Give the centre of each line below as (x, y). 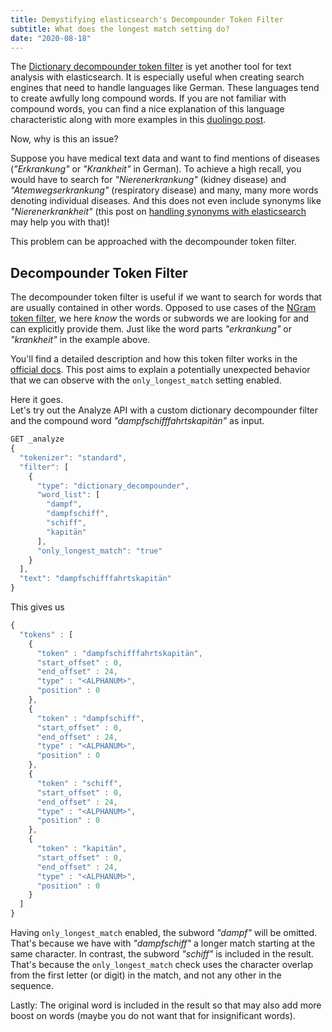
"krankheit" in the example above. (80, 340)
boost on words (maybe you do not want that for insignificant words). (153, 1016)
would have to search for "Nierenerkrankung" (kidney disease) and (148, 180)
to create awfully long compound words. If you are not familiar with (148, 98)
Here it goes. (37, 400)
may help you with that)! (60, 222)
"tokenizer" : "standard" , (73, 457)
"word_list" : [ (68, 495)
